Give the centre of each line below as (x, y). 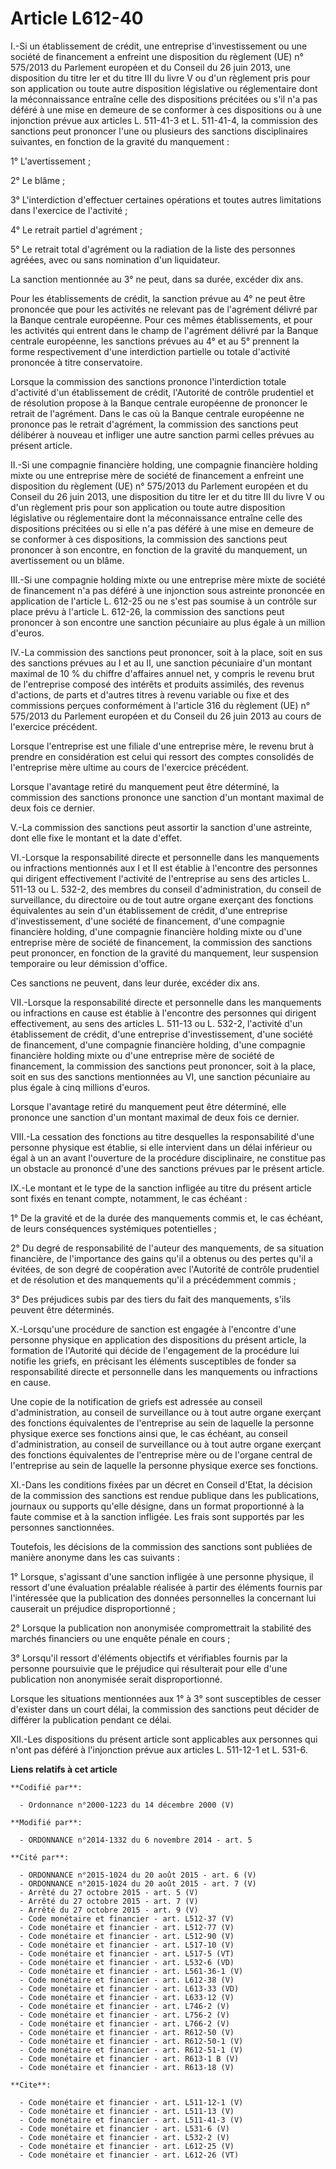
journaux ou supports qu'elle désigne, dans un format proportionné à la (157, 1506)
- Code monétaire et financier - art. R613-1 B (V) (129, 2058)
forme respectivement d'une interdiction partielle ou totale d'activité (150, 351)
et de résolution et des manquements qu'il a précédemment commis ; (153, 1279)
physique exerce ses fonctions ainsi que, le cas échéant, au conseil (149, 1433)
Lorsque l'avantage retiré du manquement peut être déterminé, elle (148, 1106)
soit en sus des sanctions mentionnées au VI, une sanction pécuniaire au (160, 1076)
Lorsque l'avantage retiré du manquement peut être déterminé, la (145, 786)
